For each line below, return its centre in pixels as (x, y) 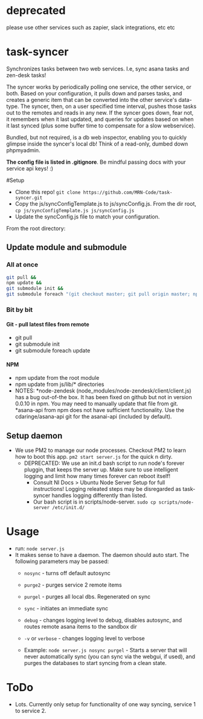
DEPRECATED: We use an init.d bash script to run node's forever (104, 463)
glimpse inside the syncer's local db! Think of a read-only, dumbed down (97, 144)
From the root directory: (36, 228)
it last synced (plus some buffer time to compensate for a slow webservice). (101, 126)
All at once (22, 265)
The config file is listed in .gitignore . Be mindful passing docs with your (96, 162)
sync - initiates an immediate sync (66, 609)
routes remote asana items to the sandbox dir (80, 627)
